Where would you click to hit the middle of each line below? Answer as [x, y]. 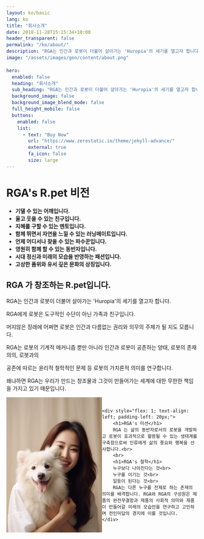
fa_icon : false [47, 154]
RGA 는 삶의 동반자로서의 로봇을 [147, 430]
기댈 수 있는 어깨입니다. [42, 211]
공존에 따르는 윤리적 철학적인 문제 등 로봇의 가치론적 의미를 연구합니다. [90, 368]
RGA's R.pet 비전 [48, 193]
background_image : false [43, 96]
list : [24, 128]
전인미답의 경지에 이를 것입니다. [143, 513]
